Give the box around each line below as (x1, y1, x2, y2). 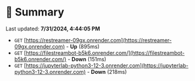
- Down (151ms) (67, 55, 107, 63)
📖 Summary (5, 5, 64, 19)
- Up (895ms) (66, 43, 100, 50)
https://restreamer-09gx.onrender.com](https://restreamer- (26, 36, 172, 43)
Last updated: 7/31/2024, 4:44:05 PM (5, 25, 100, 32)
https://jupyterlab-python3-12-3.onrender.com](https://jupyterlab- (26, 62, 189, 69)
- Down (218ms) (86, 68, 127, 75)
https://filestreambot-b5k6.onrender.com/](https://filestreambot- (26, 49, 185, 56)
